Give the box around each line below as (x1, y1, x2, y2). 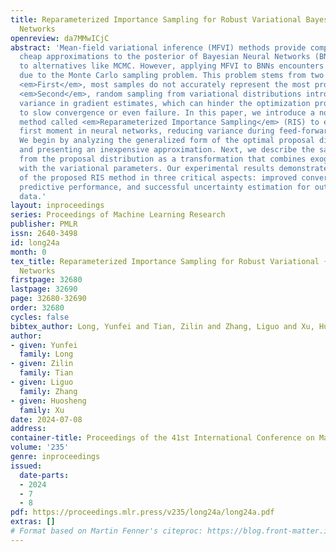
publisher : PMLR (10, 219, 78, 230)
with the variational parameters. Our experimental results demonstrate (19, 163, 329, 173)
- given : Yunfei (10, 340, 78, 350)
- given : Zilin (10, 359, 74, 369)
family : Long (19, 349, 74, 360)
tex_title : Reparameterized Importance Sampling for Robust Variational (10, 256, 320, 266)
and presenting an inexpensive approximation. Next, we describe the (19, 145, 315, 155)
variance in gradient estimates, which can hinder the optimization (19, 98, 311, 108)
